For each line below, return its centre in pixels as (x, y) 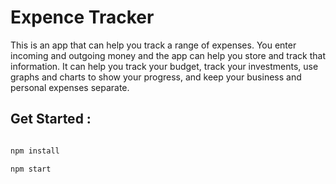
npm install (35, 151)
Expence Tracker (82, 17)
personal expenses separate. (70, 87)
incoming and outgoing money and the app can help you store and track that (168, 55)
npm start (31, 169)
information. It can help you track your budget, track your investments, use (164, 66)
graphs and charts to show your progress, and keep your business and (156, 77)
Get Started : (51, 119)
